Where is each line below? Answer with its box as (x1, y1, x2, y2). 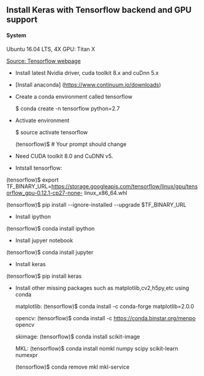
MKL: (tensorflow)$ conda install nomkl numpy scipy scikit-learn (15, 345, 179, 352)
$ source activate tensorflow (15, 128, 88, 136)
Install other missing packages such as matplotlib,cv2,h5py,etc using (15, 284, 189, 291)
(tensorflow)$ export (6, 176, 59, 183)
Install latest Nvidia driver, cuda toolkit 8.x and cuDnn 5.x (15, 69, 159, 76)
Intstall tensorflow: (15, 164, 62, 171)
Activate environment (15, 117, 70, 124)
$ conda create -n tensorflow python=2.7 (15, 104, 120, 112)
